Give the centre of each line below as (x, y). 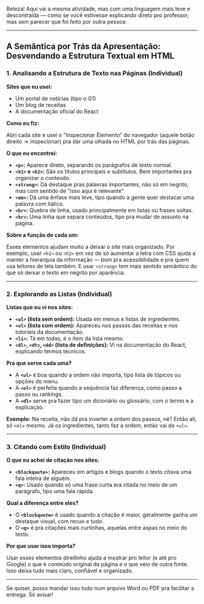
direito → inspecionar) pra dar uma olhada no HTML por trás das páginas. (98, 141)
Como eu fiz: (23, 123)
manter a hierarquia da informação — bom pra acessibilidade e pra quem (98, 259)
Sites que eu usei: (29, 86)
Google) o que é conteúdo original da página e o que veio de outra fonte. (97, 564)
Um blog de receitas (40, 105)
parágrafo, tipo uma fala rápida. (55, 491)
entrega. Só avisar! (30, 595)
